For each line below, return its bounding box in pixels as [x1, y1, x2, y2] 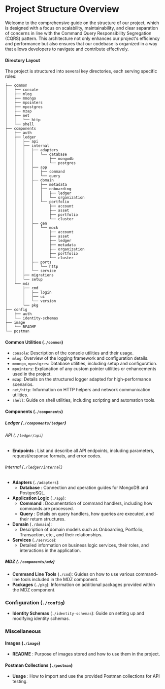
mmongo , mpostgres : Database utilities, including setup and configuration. [12, 361, 158, 367]
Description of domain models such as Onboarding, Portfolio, [19, 526, 144, 532]
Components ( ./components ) [5, 408, 63, 414]
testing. [12, 679, 28, 685]
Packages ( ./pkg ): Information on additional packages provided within [12, 582, 155, 587]
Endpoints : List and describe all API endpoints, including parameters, [12, 448, 154, 453]
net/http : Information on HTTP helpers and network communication [12, 387, 151, 393]
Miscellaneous [5, 627, 41, 634]
